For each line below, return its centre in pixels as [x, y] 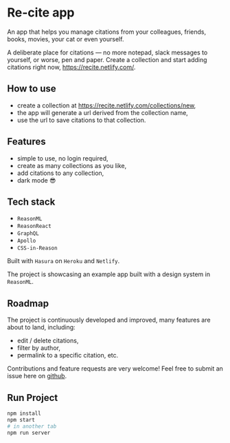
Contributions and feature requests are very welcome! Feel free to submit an [115, 369]
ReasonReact [34, 226]
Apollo [26, 241]
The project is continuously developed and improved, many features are [109, 320]
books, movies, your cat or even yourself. [66, 39]
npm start [21, 420]
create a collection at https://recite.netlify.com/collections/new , [106, 105]
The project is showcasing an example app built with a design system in [109, 274]
